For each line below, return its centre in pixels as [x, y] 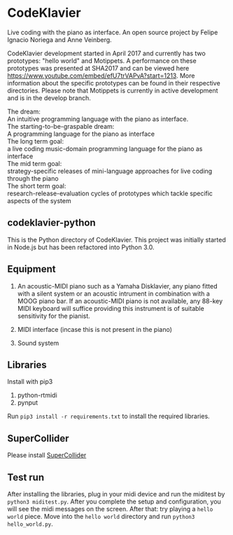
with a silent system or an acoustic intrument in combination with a [113, 293]
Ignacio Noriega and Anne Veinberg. [59, 39]
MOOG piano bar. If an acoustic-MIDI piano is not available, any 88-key [120, 301]
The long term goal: [36, 141]
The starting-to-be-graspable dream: [61, 126]
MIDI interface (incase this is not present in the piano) [95, 329]
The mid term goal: [35, 163]
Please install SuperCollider [47, 455]
